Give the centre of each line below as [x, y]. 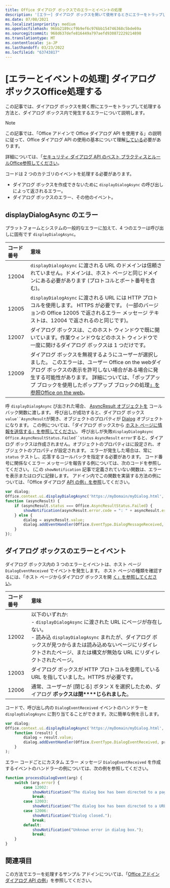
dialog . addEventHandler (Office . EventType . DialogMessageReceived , [94, 524]
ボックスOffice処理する [54, 91]
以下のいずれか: [50, 614]
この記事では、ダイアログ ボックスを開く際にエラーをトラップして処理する [83, 106]
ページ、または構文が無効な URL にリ [101, 652]
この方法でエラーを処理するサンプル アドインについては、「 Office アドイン [82, 874]
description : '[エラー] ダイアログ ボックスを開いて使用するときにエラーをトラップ [84, 15]
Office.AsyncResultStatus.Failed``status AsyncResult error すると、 [78, 438]
